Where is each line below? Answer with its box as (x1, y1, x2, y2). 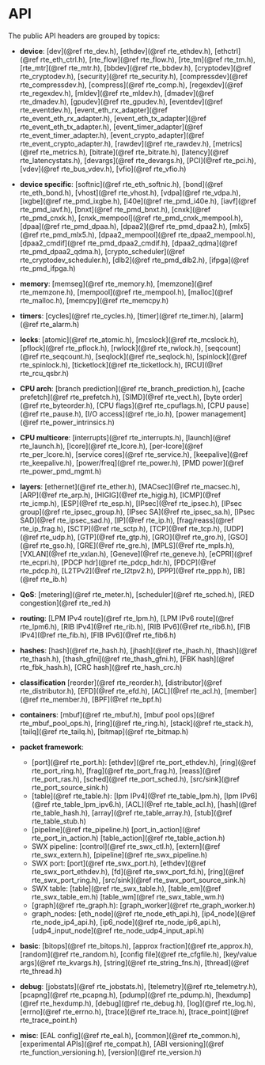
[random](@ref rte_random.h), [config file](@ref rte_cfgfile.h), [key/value (19, 949, 257, 959)
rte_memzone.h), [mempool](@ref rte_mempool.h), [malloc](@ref (19, 287, 233, 297)
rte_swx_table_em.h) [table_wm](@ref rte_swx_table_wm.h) (31, 892, 225, 901)
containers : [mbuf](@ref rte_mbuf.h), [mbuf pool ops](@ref (19, 709, 215, 719)
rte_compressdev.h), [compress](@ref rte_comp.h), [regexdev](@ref (19, 80, 244, 89)
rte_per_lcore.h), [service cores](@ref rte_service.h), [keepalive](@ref (19, 449, 248, 459)
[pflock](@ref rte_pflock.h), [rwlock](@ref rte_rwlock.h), (19, 343, 203, 352)
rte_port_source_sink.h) (31, 782, 108, 792)
